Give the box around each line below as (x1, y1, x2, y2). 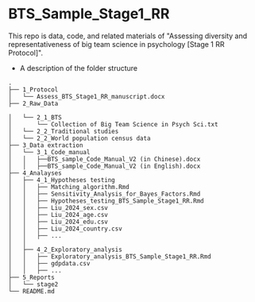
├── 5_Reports (8, 273, 56, 281)
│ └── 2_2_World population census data (8, 134, 151, 142)
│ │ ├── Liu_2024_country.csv (8, 224, 123, 233)
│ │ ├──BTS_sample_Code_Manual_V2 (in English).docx (8, 162, 201, 170)
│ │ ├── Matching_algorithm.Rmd (8, 183, 129, 191)
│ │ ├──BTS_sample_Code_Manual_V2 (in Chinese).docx (8, 155, 201, 163)
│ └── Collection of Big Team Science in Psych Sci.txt (8, 120, 218, 128)
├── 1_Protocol (8, 85, 59, 94)
